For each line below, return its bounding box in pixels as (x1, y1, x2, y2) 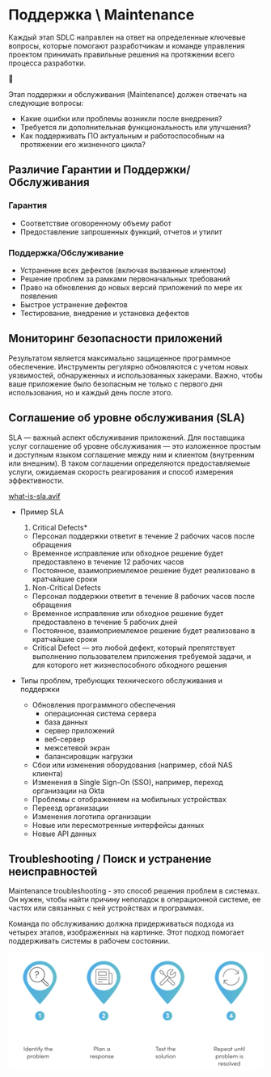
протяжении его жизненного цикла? (19, 139, 146, 149)
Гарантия (8, 200, 48, 211)
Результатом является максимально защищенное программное (8, 353, 231, 363)
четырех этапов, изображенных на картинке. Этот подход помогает (8, 927, 245, 937)
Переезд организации (32, 803, 109, 813)
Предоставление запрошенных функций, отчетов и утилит (19, 226, 222, 236)
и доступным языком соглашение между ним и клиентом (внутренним (8, 450, 255, 459)
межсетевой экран (44, 742, 111, 753)
